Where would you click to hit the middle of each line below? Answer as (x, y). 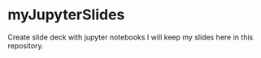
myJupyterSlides (66, 15)
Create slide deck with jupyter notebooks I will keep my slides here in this (130, 37)
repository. (26, 45)
